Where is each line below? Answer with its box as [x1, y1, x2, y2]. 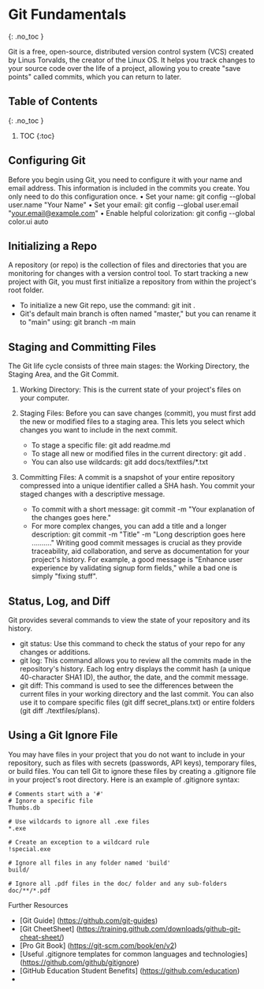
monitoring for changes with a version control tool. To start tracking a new [8, 269, 249, 278]
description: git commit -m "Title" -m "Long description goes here [31, 530, 246, 539]
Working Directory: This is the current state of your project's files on [19, 385, 242, 395]
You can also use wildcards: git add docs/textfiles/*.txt [31, 457, 209, 467]
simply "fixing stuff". [31, 571, 98, 581]
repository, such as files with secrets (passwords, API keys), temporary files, [8, 758, 257, 768]
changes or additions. [19, 648, 91, 656]
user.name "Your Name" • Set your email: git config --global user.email [8, 199, 239, 210]
